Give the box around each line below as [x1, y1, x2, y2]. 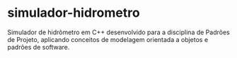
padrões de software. [7, 43, 70, 51]
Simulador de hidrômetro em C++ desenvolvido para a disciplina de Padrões [7, 28, 230, 36]
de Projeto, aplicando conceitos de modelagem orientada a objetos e [7, 35, 209, 43]
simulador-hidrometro [7, 5, 140, 21]
